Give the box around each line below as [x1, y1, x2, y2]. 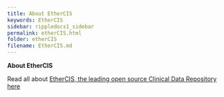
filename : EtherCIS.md [7, 42, 73, 49]
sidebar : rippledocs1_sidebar [7, 23, 95, 30]
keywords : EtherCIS [7, 17, 64, 24]
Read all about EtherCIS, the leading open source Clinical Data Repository [7, 75, 217, 83]
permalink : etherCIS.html [7, 29, 82, 37]
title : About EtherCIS [7, 10, 73, 17]
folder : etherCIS [7, 36, 57, 43]
